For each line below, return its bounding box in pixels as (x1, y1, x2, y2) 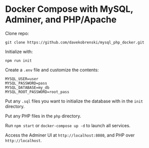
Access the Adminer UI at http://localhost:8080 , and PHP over (5, 132, 135, 138)
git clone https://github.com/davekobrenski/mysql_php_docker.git (5, 40, 145, 45)
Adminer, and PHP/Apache (5, 14, 117, 25)
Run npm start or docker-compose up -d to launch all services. (5, 122, 131, 128)
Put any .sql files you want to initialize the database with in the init (5, 98, 143, 104)
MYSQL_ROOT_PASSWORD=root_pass (5, 89, 70, 95)
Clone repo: (5, 30, 29, 36)
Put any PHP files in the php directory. (5, 113, 81, 119)
